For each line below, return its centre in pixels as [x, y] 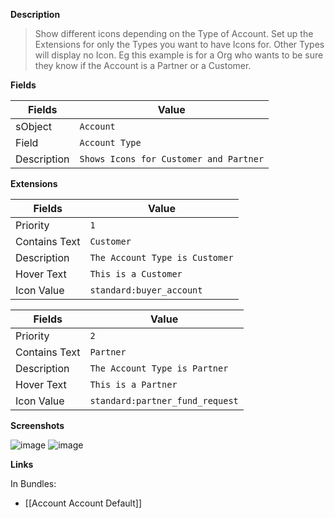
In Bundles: [33, 483]
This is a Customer [136, 274]
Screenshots [37, 425]
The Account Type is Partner [159, 368]
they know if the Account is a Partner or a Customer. [143, 65]
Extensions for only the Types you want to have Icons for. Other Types [179, 44]
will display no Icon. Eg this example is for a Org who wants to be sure [179, 55]
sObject [34, 126]
